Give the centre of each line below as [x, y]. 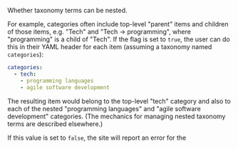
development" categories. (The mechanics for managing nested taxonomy [117, 116]
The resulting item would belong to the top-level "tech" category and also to [119, 101]
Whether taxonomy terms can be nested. [67, 10]
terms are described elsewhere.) [55, 123]
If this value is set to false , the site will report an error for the [97, 138]
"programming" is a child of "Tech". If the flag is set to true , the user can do [119, 39]
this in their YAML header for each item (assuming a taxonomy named [110, 47]
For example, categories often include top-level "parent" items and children [118, 24]
